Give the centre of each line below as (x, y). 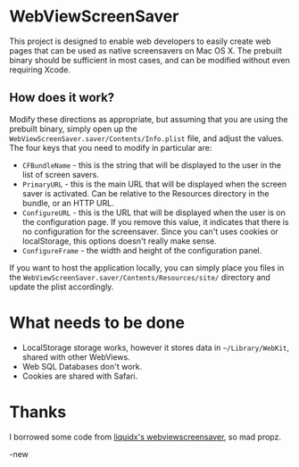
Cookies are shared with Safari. (80, 376)
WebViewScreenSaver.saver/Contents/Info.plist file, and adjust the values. (146, 138)
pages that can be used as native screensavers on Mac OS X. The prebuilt (146, 50)
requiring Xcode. (40, 70)
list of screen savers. (61, 174)
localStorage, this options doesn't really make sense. (119, 241)
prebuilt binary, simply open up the (73, 129)
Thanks (38, 412)
